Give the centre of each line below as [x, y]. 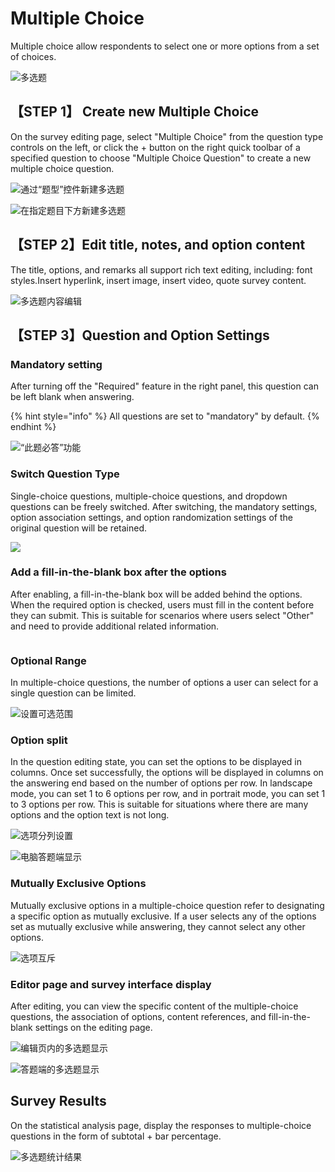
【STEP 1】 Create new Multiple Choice [135, 112]
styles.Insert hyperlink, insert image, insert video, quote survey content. [158, 280]
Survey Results [58, 1101]
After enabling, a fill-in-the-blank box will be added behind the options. [156, 594]
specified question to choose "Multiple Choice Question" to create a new [161, 158]
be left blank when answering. [72, 397]
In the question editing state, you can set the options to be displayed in [156, 762]
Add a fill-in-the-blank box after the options [118, 572]
